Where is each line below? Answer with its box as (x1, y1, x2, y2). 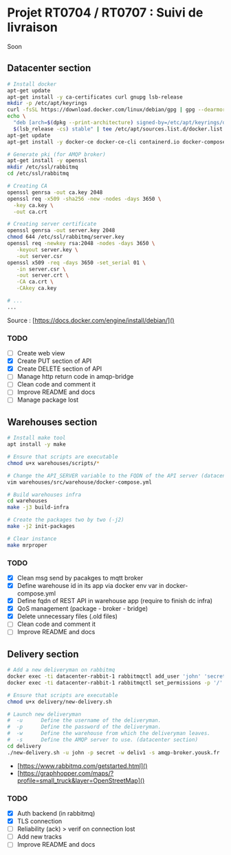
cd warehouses (7, 498, 48, 504)
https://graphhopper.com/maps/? (19, 769, 114, 777)
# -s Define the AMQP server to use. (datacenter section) (7, 736, 198, 743)
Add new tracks (16, 833, 62, 841)
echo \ (7, 112, 26, 120)
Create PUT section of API (16, 357, 92, 365)
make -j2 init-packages (7, 523, 76, 530)
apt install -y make (7, 441, 67, 448)
